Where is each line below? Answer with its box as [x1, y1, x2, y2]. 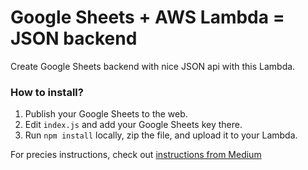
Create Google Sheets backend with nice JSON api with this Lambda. [10, 60, 296, 72]
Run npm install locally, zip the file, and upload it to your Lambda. [24, 129, 298, 141]
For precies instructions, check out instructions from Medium [10, 149, 262, 161]
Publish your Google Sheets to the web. [24, 108, 188, 120]
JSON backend [10, 27, 138, 50]
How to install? [10, 85, 84, 99]
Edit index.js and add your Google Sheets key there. [24, 119, 243, 131]
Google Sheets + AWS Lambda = [10, 6, 285, 29]
